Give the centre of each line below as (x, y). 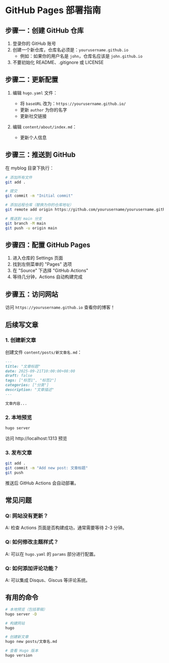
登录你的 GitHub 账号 (34, 44)
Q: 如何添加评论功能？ (32, 568)
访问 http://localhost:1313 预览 (36, 438)
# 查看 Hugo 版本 (22, 651)
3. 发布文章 (19, 452)
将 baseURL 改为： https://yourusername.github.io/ (73, 103)
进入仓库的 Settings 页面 (38, 258)
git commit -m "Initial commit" (39, 196)
